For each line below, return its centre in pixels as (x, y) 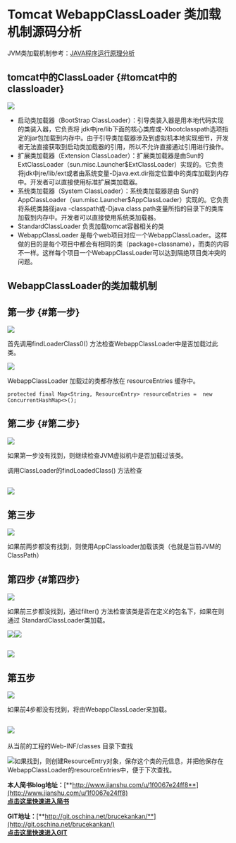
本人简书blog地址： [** (40, 784)
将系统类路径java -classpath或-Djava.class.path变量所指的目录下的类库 (120, 208)
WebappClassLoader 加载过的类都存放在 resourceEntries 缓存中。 (103, 381)
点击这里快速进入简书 (38, 801)
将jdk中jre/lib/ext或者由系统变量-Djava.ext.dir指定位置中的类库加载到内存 (123, 173)
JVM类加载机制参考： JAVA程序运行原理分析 (71, 53)
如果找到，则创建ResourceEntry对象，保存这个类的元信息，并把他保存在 (119, 761)
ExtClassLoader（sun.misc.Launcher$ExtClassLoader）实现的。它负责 (120, 164)
